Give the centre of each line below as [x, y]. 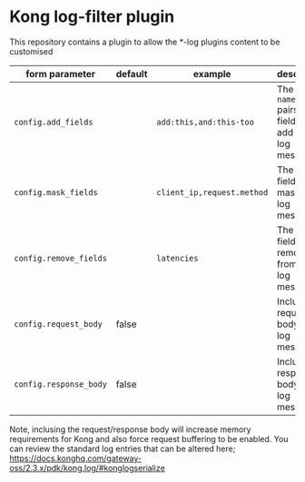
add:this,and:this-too [205, 122]
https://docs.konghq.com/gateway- [76, 458]
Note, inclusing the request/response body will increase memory [130, 429]
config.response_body [60, 384]
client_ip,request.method [212, 192]
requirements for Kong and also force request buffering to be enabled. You [149, 438]
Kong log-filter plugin [92, 17]
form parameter [61, 74]
